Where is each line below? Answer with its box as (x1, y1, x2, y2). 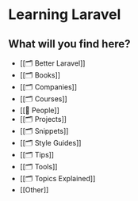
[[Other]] (19, 185, 49, 195)
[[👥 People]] (19, 105, 59, 115)
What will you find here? (8, 37, 131, 51)
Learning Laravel (8, 6, 121, 24)
